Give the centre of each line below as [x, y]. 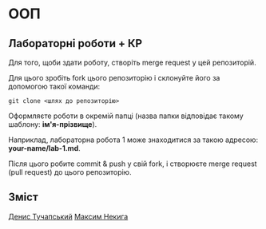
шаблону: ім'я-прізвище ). [53, 124]
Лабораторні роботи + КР [75, 43]
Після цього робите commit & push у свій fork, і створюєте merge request [133, 164]
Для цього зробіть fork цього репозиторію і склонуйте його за [114, 78]
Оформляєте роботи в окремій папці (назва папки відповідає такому [126, 116]
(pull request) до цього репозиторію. [70, 172]
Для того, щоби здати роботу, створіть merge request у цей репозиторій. [133, 62]
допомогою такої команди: [54, 86]
